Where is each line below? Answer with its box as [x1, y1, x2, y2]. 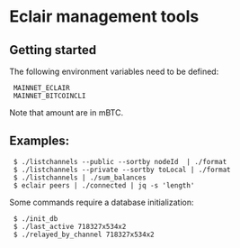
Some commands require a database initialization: [9, 197, 195, 207]
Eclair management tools [9, 6, 200, 27]
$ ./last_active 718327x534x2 [13, 222, 127, 231]
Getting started [9, 42, 97, 58]
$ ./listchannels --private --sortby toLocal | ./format [13, 165, 231, 174]
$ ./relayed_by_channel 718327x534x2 [13, 230, 155, 239]
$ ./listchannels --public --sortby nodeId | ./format [13, 157, 227, 166]
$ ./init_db [13, 214, 58, 223]
